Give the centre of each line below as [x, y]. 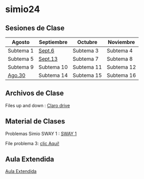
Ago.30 [17, 75]
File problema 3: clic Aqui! [32, 143]
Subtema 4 [120, 51]
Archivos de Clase [35, 93]
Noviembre [122, 42]
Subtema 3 [86, 51]
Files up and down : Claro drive [38, 105]
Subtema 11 [87, 67]
